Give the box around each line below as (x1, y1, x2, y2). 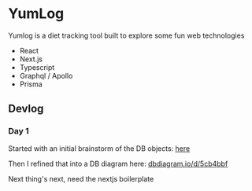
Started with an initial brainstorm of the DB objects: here (8, 143, 191, 153)
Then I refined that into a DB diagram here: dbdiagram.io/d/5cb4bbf (8, 159, 228, 168)
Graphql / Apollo (19, 71, 73, 80)
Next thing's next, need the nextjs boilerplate (8, 174, 154, 183)
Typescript (19, 62, 55, 72)
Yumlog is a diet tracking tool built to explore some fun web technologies (8, 31, 245, 40)
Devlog (8, 102, 44, 116)
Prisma (19, 79, 43, 89)
